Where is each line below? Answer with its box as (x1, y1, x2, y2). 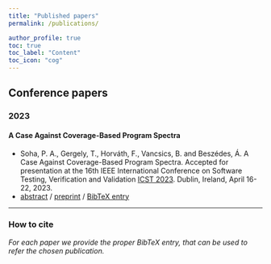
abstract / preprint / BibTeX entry (19, 191, 130, 201)
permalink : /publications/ (8, 19, 99, 27)
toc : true (8, 41, 42, 49)
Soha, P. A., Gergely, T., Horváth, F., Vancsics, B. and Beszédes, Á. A (19, 149, 249, 158)
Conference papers (8, 86, 109, 100)
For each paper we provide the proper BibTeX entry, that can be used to (8, 237, 248, 247)
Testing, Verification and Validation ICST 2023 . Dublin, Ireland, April (19, 174, 244, 184)
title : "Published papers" (8, 11, 99, 20)
